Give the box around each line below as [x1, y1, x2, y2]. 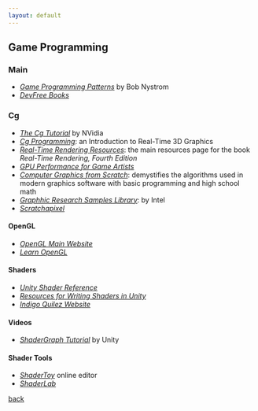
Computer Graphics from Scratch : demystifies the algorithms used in [19, 170, 244, 180]
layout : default [8, 11, 61, 20]
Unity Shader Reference [19, 283, 98, 292]
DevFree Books [19, 91, 69, 100]
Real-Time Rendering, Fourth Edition [19, 153, 138, 162]
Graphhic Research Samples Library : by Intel [19, 194, 165, 205]
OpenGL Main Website [19, 239, 93, 248]
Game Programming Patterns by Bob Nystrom [19, 82, 169, 91]
